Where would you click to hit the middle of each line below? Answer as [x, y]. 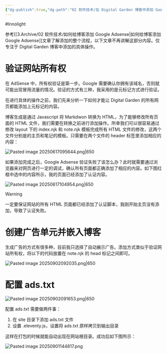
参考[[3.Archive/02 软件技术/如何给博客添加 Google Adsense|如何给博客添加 [83, 34]
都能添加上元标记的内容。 [36, 106]
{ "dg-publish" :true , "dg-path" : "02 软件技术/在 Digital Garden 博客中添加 [79, 10]
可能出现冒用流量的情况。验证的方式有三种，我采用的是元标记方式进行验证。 [83, 89]
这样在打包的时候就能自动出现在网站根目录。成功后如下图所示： [70, 337]
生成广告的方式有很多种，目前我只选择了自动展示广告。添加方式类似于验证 [81, 247]
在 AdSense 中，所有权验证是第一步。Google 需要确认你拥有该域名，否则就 [83, 83]
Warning [14, 194]
